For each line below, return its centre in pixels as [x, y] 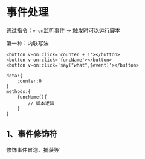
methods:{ [19, 91]
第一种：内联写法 [27, 43]
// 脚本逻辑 [41, 103]
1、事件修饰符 [32, 134]
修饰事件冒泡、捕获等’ [34, 149]
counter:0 [30, 81]
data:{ [14, 76]
